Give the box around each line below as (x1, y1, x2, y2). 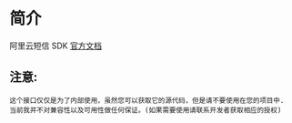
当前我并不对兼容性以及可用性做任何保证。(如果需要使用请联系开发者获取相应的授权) (9, 106, 282, 115)
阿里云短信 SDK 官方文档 (9, 40, 103, 51)
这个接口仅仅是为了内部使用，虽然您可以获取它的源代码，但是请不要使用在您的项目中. (9, 96, 285, 105)
